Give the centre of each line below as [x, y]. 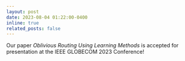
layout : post [23, 12]
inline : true [23, 23]
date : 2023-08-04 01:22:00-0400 [47, 17]
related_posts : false [34, 28]
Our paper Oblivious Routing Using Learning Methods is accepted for [92, 45]
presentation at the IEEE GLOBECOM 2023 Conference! [75, 52]
